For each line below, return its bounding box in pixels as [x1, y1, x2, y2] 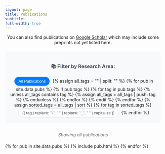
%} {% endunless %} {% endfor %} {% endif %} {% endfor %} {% [15, 96, 151, 102]
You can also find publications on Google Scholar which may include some [7, 34, 159, 40]
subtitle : [5, 16, 26, 21]
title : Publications [5, 12, 48, 17]
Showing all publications [58, 131, 108, 138]
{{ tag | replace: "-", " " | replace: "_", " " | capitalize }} [22, 110, 115, 116]
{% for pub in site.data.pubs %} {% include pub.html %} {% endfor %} [5, 143, 149, 149]
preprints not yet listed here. [54, 40, 112, 46]
